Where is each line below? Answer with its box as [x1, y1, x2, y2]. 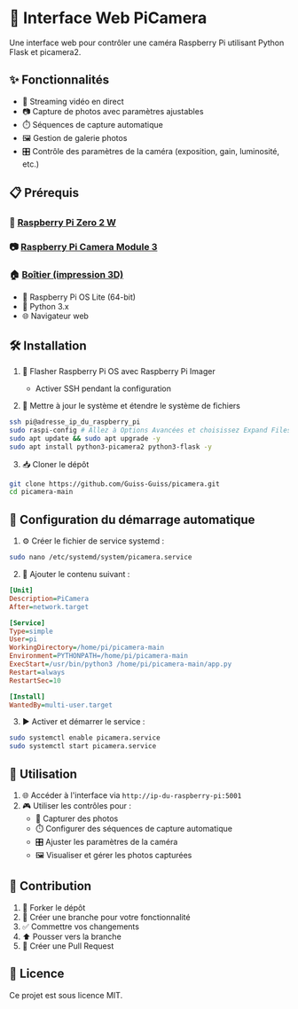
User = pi [9, 635, 38, 644]
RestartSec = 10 [9, 676, 62, 685]
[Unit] [9, 586, 34, 595]
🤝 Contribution [9, 879, 91, 894]
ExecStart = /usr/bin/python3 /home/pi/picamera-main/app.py [9, 660, 232, 669]
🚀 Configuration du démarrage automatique [9, 512, 255, 527]
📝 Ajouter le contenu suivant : [21, 569, 130, 580]
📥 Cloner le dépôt [21, 458, 90, 469]
